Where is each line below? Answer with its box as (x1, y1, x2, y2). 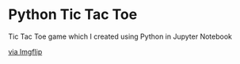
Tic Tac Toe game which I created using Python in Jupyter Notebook (8, 32, 232, 41)
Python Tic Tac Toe (8, 6, 138, 24)
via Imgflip (8, 47, 43, 56)
